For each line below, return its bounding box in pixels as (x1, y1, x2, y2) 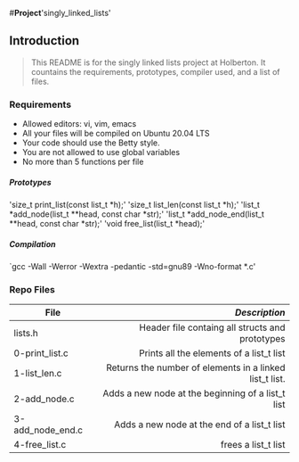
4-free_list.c (13, 439, 67, 451)
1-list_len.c (13, 367, 62, 380)
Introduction (9, 33, 80, 48)
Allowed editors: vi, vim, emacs (21, 119, 137, 129)
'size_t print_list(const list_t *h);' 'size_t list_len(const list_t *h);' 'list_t (9, 200, 261, 210)
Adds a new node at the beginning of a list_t (101, 387, 286, 400)
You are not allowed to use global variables (21, 147, 181, 158)
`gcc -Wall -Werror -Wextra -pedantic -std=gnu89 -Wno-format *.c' (9, 261, 256, 272)
